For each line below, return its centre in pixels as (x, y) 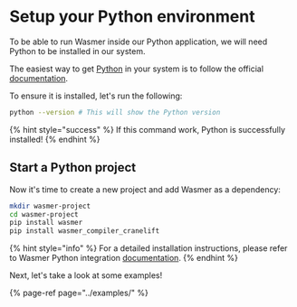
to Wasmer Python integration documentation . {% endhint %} (124, 258)
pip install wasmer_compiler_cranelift (85, 231)
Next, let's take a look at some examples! (86, 275)
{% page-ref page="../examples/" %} (79, 293)
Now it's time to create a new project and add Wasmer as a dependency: (145, 189)
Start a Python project (73, 167)
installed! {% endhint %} (55, 139)
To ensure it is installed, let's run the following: (96, 96)
